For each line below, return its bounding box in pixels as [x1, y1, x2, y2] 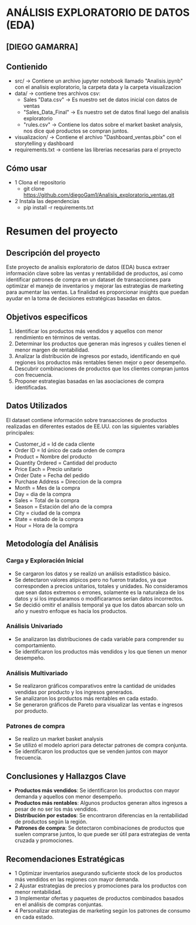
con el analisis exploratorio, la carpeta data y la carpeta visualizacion [14, 84, 182, 91]
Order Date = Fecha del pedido [14, 472, 90, 479]
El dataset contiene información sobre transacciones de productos [6, 416, 167, 423]
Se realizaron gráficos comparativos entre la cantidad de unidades [14, 682, 176, 689]
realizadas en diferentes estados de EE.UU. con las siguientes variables [6, 423, 179, 430]
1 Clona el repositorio [14, 179, 66, 186]
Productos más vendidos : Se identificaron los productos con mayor [14, 787, 180, 794]
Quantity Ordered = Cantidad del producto [14, 459, 117, 466]
